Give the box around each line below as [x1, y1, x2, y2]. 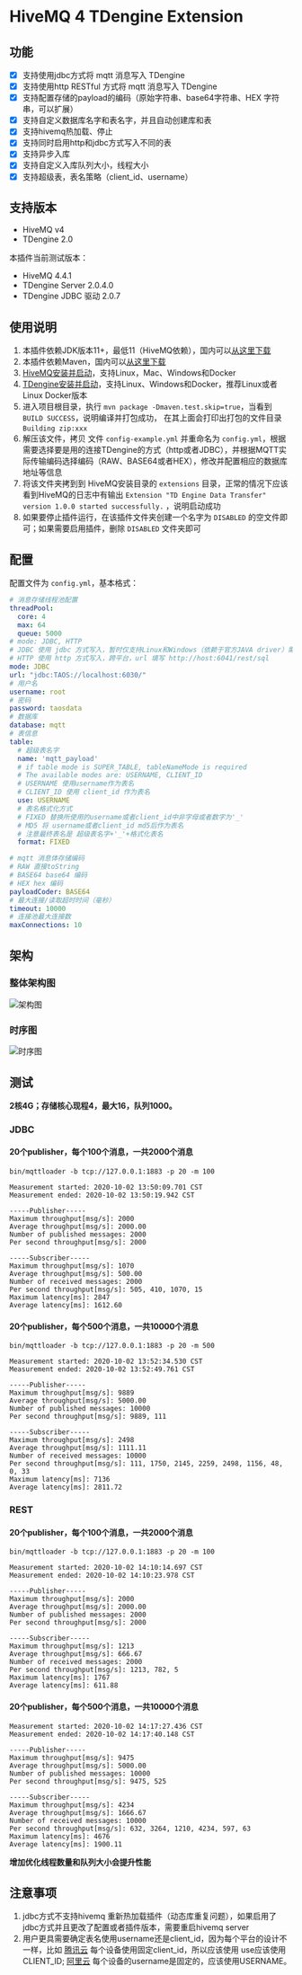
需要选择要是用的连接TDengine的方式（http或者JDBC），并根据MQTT [22, 445, 280, 456]
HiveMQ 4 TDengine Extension [9, 6, 244, 27]
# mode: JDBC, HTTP [9, 637, 83, 646]
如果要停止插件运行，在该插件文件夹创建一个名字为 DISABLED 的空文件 [22, 512, 280, 523]
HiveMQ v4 [22, 225, 65, 235]
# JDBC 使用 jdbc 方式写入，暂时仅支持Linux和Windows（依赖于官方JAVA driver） [9, 645, 289, 655]
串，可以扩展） [22, 103, 78, 114]
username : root [9, 687, 67, 696]
